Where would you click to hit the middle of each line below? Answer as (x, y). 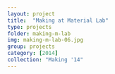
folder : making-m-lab (39, 33)
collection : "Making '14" (45, 60)
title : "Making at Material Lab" (58, 20)
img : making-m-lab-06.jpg (45, 40)
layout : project (31, 14)
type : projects (30, 27)
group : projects (31, 47)
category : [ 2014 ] (33, 54)
